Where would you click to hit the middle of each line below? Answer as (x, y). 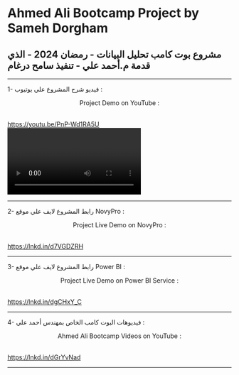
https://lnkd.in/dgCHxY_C (44, 302)
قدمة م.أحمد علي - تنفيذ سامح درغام (79, 65)
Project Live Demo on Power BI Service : (119, 281)
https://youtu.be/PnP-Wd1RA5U (53, 124)
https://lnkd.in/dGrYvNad (44, 357)
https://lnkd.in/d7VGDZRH (46, 246)
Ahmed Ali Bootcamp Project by (103, 13)
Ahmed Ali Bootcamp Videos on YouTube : (119, 336)
